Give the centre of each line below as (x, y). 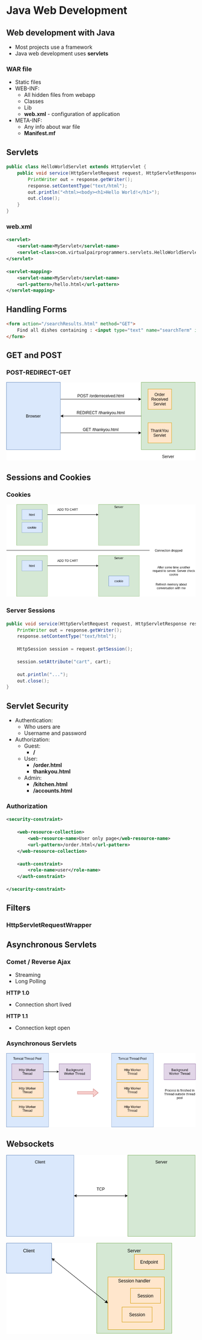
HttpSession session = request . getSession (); (75, 649)
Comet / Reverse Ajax (38, 962)
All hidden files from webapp (60, 95)
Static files (28, 82)
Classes (34, 101)
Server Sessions (31, 610)
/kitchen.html (50, 784)
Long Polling (30, 981)
